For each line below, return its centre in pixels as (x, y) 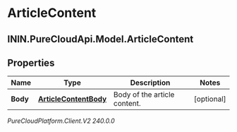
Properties (31, 62)
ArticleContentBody (72, 99)
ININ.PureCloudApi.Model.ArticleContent (101, 39)
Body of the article (144, 95)
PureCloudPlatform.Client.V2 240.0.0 (61, 121)
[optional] (210, 99)
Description (150, 83)
